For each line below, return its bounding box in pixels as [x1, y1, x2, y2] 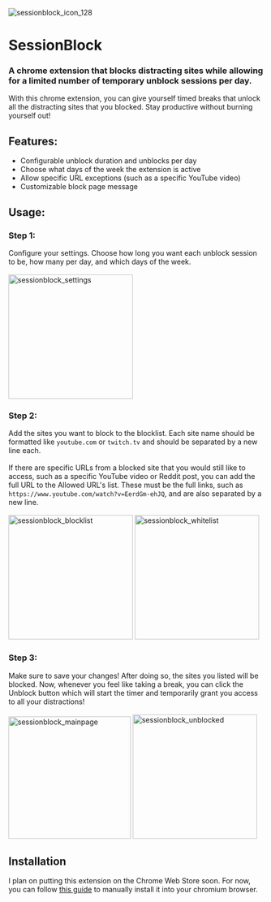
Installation [8, 854, 67, 868]
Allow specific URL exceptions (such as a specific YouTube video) [19, 173, 241, 183]
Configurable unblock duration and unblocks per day [19, 156, 197, 166]
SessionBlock [8, 37, 103, 54]
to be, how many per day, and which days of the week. [8, 257, 191, 266]
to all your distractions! [8, 697, 85, 706]
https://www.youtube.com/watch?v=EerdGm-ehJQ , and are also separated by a [8, 489, 262, 498]
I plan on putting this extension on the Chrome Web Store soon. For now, [8, 876, 252, 886]
